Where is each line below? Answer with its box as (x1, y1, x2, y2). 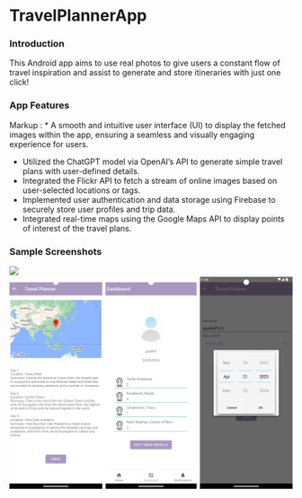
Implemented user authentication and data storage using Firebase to (22, 194, 276, 205)
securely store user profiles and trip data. (22, 204, 176, 214)
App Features (9, 100, 70, 112)
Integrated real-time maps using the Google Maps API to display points (22, 213, 285, 224)
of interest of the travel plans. (22, 223, 132, 233)
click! (9, 77, 30, 88)
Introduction (9, 38, 65, 50)
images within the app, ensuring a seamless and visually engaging (9, 129, 255, 140)
